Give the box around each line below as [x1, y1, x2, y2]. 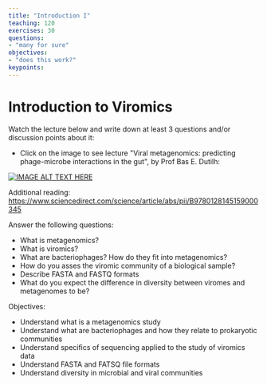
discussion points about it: [8, 132, 95, 142]
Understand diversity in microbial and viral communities [19, 367, 203, 377]
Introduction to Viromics [8, 97, 173, 116]
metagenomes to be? [19, 286, 90, 296]
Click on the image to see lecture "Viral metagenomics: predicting [19, 148, 237, 158]
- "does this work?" [8, 57, 77, 65]
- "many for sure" [8, 41, 69, 49]
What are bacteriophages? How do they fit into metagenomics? [19, 252, 228, 261]
